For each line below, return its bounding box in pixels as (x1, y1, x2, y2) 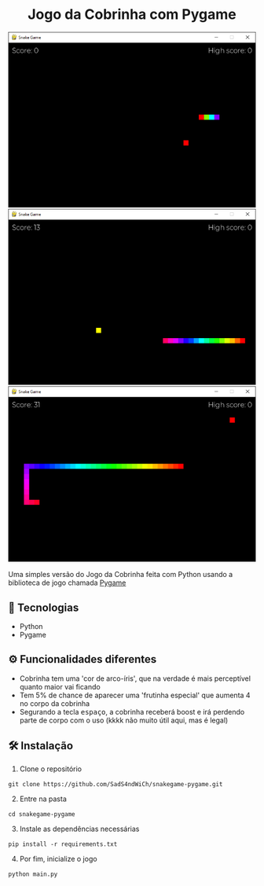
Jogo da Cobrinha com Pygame (27, 6, 237, 24)
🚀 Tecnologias (8, 601, 79, 614)
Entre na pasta (19, 794, 67, 803)
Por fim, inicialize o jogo (19, 854, 97, 863)
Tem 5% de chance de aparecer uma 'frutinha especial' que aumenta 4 (19, 690, 251, 700)
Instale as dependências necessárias (19, 824, 140, 833)
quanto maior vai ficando (19, 682, 101, 691)
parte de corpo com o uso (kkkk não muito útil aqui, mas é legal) (19, 715, 229, 725)
